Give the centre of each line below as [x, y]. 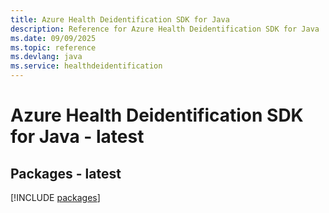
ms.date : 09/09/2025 [53, 38]
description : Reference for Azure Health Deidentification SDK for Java [165, 29]
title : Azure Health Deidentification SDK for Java [120, 19]
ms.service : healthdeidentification [86, 66]
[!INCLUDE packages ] [55, 197]
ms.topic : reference [53, 47]
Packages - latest [66, 173]
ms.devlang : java [46, 57]
